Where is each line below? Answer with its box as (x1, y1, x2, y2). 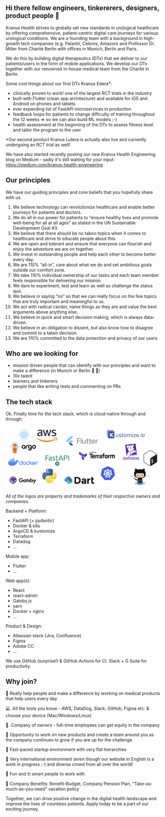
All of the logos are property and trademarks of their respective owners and (5, 493, 160, 499)
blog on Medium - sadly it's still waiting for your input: (5, 156, 115, 162)
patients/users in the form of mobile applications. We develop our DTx (5, 60, 148, 66)
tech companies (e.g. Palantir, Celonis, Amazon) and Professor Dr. (21, 40, 155, 46)
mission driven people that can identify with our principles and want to (12, 362, 156, 368)
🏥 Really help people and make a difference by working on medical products (5, 691, 161, 697)
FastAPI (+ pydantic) (12, 517, 55, 523)
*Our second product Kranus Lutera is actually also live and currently (5, 136, 147, 142)
